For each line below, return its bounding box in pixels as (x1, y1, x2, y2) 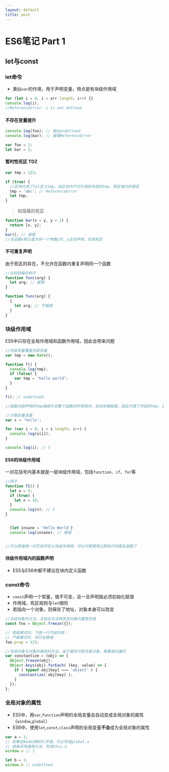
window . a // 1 (5, 749, 35, 754)
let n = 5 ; (10, 488, 33, 493)
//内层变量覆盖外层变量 (5, 348, 48, 353)
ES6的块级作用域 (5, 457, 40, 463)
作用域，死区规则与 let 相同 (12, 600, 68, 606)
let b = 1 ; (5, 758, 28, 763)
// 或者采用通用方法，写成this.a (5, 744, 67, 749)
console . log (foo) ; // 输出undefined (5, 128, 80, 134)
